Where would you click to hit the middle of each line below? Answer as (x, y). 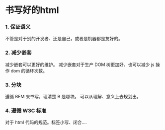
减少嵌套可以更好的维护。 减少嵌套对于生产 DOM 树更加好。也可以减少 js (80, 65)
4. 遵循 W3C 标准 (26, 111)
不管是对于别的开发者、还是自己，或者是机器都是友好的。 (64, 39)
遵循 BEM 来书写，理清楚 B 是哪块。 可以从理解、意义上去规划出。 (73, 97)
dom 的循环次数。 (29, 70)
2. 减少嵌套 (18, 53)
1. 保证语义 (18, 27)
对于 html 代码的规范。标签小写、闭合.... (46, 123)
